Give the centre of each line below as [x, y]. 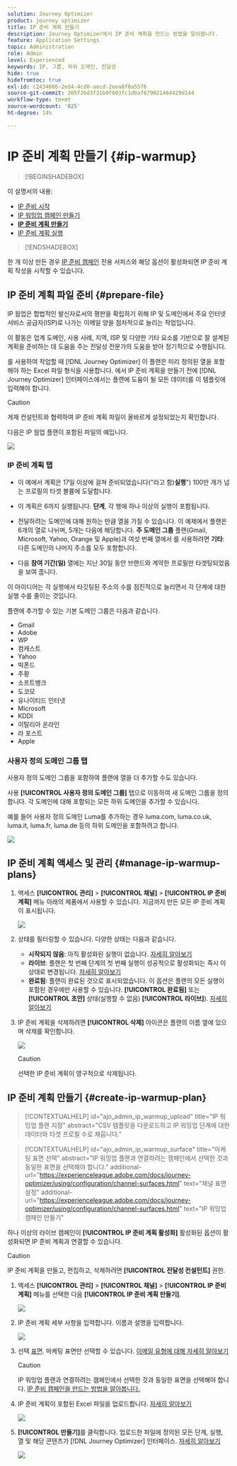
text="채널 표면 [205, 1183]
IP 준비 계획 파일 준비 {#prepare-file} [86, 295]
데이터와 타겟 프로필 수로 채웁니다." [73, 1134]
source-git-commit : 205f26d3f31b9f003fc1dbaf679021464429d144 [101, 93]
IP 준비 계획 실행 [40, 233]
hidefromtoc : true [34, 80]
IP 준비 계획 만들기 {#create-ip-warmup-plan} [107, 1098]
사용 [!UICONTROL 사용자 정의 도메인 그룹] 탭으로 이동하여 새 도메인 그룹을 [111, 793]
